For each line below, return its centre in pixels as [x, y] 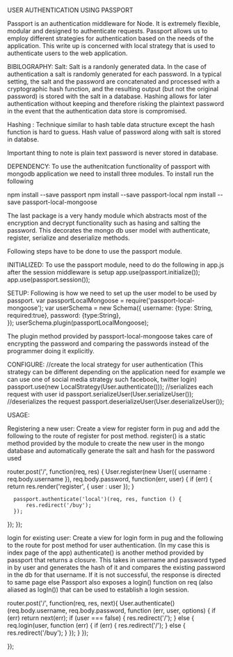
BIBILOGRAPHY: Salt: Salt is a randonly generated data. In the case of [107, 67]
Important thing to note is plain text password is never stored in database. [113, 153]
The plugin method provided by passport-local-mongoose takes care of [110, 336]
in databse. [23, 139]
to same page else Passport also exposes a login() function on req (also [110, 582]
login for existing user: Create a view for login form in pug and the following [115, 538]
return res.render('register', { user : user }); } [71, 486]
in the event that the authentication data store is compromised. [97, 111]
